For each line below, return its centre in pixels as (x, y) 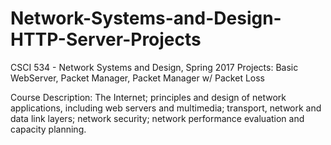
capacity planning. (48, 129)
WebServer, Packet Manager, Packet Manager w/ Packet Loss (138, 78)
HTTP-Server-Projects (106, 39)
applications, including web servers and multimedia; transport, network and (166, 108)
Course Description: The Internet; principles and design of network (148, 97)
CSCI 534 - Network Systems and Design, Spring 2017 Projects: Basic (154, 67)
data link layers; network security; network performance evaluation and (157, 118)
